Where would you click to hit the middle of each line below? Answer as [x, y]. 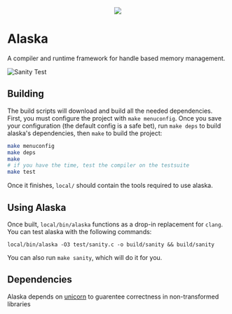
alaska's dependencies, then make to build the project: [85, 133]
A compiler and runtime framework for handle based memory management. [116, 58]
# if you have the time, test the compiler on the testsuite [98, 165]
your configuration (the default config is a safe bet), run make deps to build [114, 125]
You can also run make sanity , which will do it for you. [85, 257]
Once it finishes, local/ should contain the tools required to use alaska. [110, 186]
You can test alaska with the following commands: [80, 231]
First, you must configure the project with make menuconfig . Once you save [115, 118]
